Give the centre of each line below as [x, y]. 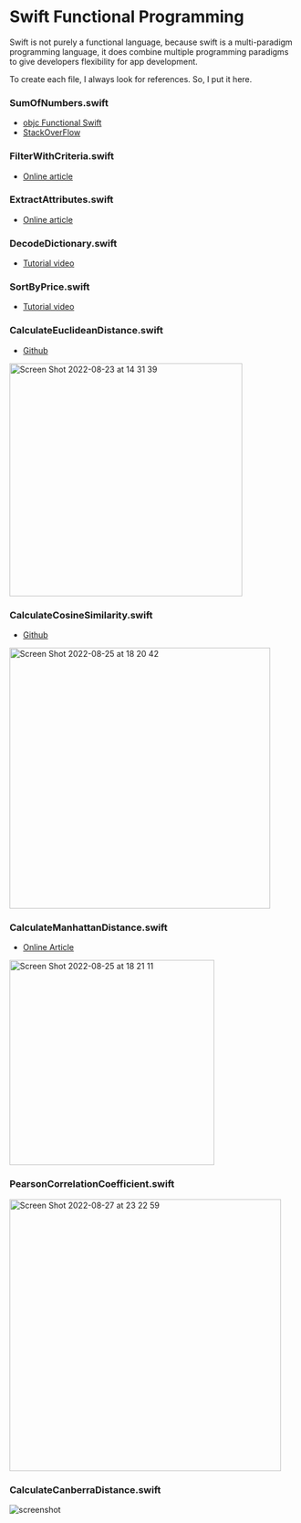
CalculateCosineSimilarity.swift [81, 615]
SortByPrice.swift [50, 287]
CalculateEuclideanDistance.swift [87, 331]
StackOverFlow [52, 132]
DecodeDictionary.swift [63, 243]
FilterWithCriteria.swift [62, 156]
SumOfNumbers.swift [59, 102]
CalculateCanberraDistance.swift [85, 1489]
